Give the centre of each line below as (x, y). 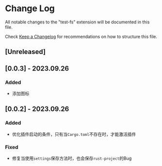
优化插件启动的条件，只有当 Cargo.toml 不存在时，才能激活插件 (74, 134)
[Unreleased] (25, 52)
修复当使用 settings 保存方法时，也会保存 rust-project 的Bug (72, 158)
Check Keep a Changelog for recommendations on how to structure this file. (81, 37)
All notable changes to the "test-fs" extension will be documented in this (77, 22)
